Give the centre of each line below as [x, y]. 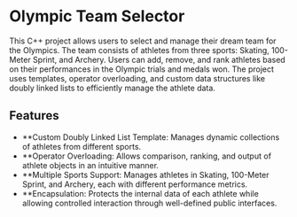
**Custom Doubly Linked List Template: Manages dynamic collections [151, 137]
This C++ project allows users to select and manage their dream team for [143, 41]
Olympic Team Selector [97, 16]
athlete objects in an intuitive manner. [90, 165]
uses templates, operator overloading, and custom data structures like [137, 78]
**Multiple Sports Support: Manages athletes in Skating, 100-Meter [145, 174]
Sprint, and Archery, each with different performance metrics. [135, 184]
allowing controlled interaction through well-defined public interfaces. [149, 203]
